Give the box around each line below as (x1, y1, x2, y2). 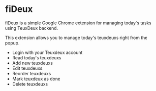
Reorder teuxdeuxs (12, 70, 51, 76)
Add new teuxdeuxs (12, 60, 53, 66)
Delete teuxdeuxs (12, 81, 48, 87)
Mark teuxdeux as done (12, 76, 61, 82)
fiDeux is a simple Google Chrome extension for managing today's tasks (5, 20, 152, 26)
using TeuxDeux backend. (5, 25, 58, 31)
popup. (5, 40, 20, 45)
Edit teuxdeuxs (12, 65, 43, 71)
